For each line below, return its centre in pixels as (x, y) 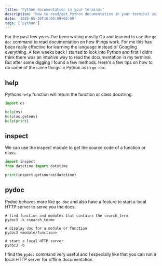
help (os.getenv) (21, 117)
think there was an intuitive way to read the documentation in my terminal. (78, 57)
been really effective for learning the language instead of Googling (71, 47)
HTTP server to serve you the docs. (40, 207)
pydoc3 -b (15, 245)
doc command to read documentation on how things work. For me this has (78, 42)
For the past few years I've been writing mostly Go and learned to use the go (81, 37)
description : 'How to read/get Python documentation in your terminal (77, 14)
